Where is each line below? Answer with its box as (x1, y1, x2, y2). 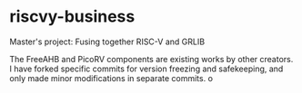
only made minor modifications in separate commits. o (9, 72, 214, 83)
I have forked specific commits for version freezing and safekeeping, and (9, 63, 284, 74)
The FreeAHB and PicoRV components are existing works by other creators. (9, 53, 294, 64)
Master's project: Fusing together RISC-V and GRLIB (9, 36, 206, 47)
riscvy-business (9, 6, 136, 27)
